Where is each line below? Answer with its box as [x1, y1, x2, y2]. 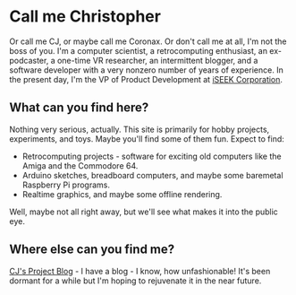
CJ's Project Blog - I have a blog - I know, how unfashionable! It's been [9, 265, 271, 276]
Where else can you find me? [9, 242, 175, 257]
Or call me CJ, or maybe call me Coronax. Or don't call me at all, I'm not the [9, 36, 288, 47]
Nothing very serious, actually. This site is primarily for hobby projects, [9, 124, 270, 134]
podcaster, [9, 55, 49, 65]
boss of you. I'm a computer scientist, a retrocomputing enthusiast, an [9, 45, 268, 56]
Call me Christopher [9, 6, 161, 27]
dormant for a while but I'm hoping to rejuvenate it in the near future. [9, 275, 262, 286]
